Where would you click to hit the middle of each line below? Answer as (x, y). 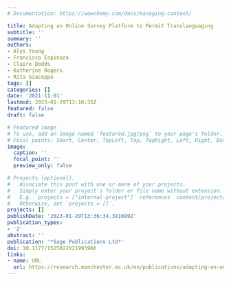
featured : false (30, 109)
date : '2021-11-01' (35, 96)
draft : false (26, 115)
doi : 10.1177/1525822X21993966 (52, 248)
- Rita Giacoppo (30, 77)
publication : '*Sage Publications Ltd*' (66, 242)
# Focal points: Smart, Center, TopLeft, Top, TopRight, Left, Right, (110, 140)
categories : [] (29, 90)
